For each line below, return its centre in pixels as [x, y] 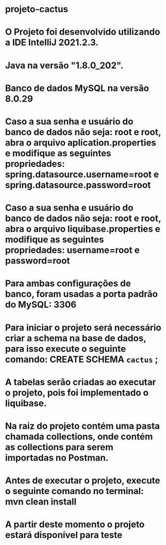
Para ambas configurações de [68, 284]
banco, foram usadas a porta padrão [82, 294]
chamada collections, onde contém [79, 436]
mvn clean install [41, 502]
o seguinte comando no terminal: [75, 491]
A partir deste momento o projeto [75, 525]
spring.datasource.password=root [78, 185]
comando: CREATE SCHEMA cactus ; [82, 359]
